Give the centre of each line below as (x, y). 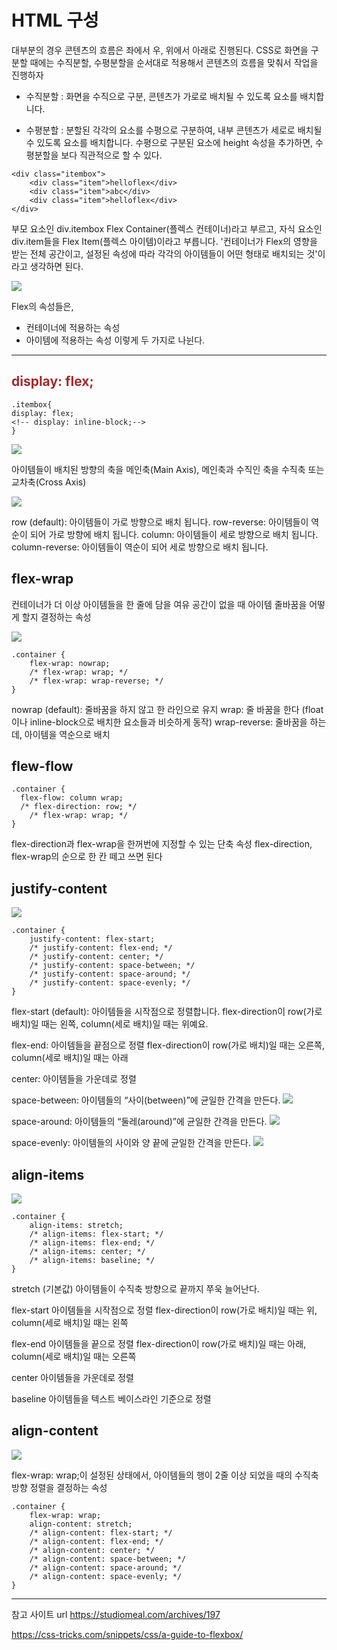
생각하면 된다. (56, 266)
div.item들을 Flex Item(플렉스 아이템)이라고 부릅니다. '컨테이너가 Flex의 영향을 (164, 241)
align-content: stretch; (81, 1524)
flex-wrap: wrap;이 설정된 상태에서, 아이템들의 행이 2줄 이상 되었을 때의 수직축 (165, 1475)
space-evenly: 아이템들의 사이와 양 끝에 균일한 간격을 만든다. (131, 1143)
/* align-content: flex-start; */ (101, 1532)
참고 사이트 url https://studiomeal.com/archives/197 (116, 1614)
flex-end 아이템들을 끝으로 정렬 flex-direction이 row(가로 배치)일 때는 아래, (159, 1344)
